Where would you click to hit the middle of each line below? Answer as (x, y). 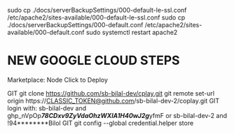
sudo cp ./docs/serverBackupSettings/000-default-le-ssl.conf (97, 10)
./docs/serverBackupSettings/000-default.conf (75, 25)
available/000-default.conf (46, 32)
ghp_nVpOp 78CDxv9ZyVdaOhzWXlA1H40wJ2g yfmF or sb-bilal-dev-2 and (117, 115)
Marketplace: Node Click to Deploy (58, 80)
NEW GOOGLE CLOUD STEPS (94, 60)
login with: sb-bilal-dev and (47, 108)
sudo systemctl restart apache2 (132, 32)
